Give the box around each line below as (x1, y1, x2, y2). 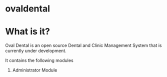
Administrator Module (12, 67, 57, 73)
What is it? (5, 26, 50, 37)
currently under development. (5, 48, 66, 54)
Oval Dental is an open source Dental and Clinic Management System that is (5, 42, 162, 48)
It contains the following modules (5, 57, 73, 63)
